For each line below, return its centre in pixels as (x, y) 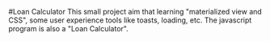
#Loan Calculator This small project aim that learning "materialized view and (135, 12)
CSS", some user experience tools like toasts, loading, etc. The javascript (130, 20)
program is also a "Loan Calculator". (68, 29)
